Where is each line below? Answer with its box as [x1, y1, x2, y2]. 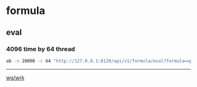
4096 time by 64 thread [6, 45, 75, 53]
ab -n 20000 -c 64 [6, 58, 51, 64]
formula [6, 4, 46, 18]
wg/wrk [6, 74, 25, 81]
